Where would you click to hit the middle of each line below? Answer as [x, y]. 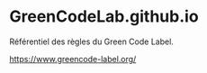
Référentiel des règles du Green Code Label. [91, 41]
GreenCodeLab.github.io [104, 17]
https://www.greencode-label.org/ [73, 59]
